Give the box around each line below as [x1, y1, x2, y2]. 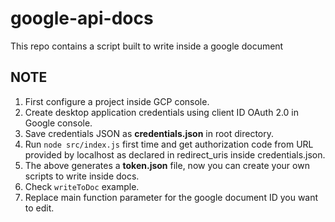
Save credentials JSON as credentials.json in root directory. [24, 127, 275, 139]
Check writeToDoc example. [24, 180, 140, 192]
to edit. [24, 202, 55, 214]
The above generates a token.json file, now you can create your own [24, 159, 310, 171]
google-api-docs [10, 7, 154, 30]
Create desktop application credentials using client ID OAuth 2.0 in [24, 106, 300, 118]
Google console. [24, 117, 93, 129]
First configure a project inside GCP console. [24, 95, 210, 107]
